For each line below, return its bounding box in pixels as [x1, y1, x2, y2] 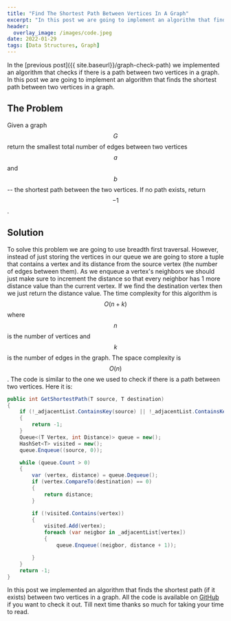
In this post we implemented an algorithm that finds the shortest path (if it [7, 586, 215, 594]
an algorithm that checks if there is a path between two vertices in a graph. [7, 68, 220, 76]
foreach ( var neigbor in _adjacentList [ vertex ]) [43, 529, 186, 536]
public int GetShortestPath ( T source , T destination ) [7, 395, 165, 402]
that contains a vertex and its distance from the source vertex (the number [7, 259, 218, 268]
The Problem [7, 102, 63, 114]
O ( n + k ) [104, 300, 127, 308]
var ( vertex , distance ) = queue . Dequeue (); [32, 472, 158, 479]
